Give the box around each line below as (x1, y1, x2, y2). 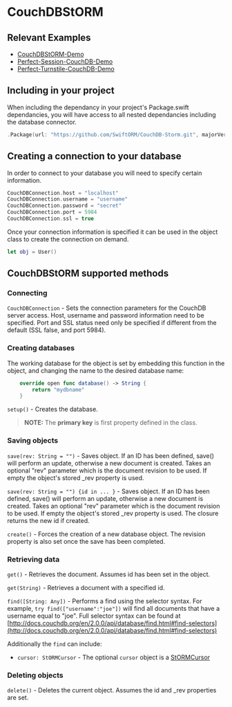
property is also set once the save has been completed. (7, 537, 166, 545)
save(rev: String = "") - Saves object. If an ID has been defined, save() (7, 451, 215, 460)
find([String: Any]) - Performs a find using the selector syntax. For (7, 596, 202, 605)
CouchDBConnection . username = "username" (7, 196, 128, 203)
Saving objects (7, 436, 59, 446)
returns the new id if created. (7, 516, 90, 524)
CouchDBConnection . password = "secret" (7, 202, 122, 210)
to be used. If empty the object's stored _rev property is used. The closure (7, 509, 219, 517)
